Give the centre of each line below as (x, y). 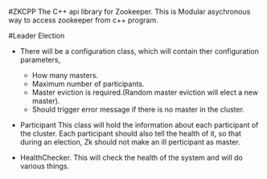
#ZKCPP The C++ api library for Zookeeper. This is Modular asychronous (129, 12)
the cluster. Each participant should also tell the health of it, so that (130, 133)
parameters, (40, 60)
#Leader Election (37, 36)
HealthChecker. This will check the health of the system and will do (131, 157)
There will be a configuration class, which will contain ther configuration (140, 51)
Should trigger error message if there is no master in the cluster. (138, 109)
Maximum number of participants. (88, 84)
